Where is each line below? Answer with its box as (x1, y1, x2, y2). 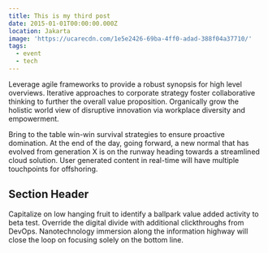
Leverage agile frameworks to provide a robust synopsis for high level (8, 79, 242, 89)
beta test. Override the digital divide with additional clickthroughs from (8, 217, 244, 227)
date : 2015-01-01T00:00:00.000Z (8, 19, 118, 28)
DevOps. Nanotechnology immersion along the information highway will (8, 226, 249, 236)
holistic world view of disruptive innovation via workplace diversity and (8, 105, 246, 114)
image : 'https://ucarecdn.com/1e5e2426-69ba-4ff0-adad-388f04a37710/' (8, 34, 253, 43)
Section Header (8, 187, 89, 201)
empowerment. (8, 114, 59, 123)
